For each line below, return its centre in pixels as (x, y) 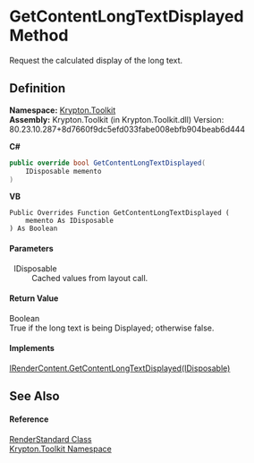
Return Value (34, 298)
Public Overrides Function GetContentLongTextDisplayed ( (119, 213)
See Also (34, 396)
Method (39, 35)
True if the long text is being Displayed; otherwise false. (112, 328)
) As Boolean (34, 229)
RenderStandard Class (51, 439)
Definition (37, 88)
